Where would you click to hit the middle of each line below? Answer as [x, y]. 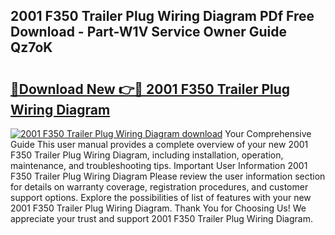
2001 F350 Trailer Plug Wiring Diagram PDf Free [162, 16]
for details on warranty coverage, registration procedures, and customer [159, 187]
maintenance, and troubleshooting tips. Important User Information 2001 [159, 165]
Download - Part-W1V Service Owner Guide [148, 32]
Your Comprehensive [268, 133]
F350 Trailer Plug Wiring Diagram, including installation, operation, [147, 155]
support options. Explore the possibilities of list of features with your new [161, 197]
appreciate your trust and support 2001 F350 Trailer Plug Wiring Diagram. [161, 218]
